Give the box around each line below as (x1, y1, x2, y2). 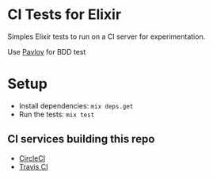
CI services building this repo (7, 132, 155, 146)
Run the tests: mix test (18, 109, 95, 119)
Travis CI (18, 162, 48, 171)
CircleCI (18, 153, 45, 163)
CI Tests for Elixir (7, 6, 122, 24)
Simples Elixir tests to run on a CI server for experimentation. (7, 32, 206, 41)
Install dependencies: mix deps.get (18, 101, 134, 110)
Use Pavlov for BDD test (7, 47, 86, 56)
